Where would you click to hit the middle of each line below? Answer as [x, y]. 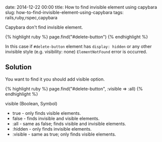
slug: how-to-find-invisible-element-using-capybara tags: [65, 12]
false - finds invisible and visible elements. [56, 118]
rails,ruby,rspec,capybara [31, 18]
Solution [18, 67]
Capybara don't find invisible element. [44, 27]
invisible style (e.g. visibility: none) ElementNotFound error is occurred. [76, 52]
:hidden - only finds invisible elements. [52, 129]
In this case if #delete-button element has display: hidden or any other [79, 46]
